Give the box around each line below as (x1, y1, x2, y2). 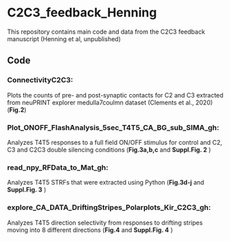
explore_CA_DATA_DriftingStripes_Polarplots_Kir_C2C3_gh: (7, 203, 211, 212)
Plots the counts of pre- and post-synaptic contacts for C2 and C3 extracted (7, 91, 224, 99)
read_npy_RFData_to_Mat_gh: (7, 163, 108, 172)
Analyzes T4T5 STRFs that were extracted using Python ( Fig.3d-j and (7, 179, 205, 187)
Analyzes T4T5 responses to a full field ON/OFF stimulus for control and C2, (7, 138, 222, 146)
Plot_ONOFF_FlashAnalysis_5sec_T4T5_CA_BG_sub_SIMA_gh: (7, 122, 220, 132)
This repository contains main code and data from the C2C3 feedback (7, 27, 205, 36)
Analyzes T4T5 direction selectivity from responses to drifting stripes (7, 218, 203, 227)
